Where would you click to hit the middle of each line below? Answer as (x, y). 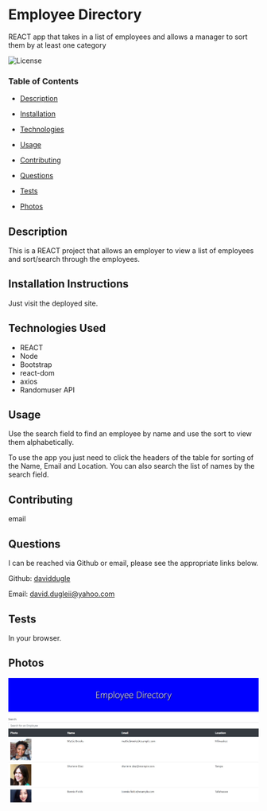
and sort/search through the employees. (74, 259)
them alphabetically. (41, 443)
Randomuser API (47, 390)
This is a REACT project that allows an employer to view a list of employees (131, 251)
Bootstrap (36, 365)
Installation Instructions (69, 284)
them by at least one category (57, 45)
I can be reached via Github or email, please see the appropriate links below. (133, 563)
